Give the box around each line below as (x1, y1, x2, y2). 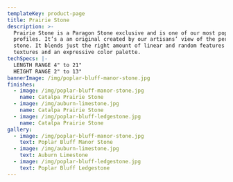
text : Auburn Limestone (19, 152, 89, 159)
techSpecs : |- (7, 55, 49, 62)
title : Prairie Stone (7, 17, 70, 24)
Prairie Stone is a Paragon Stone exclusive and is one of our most (13, 29, 216, 37)
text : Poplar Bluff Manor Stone (19, 139, 113, 146)
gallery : (7, 126, 33, 133)
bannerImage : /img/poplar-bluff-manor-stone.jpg (7, 74, 150, 82)
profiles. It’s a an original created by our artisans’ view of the (13, 36, 216, 43)
